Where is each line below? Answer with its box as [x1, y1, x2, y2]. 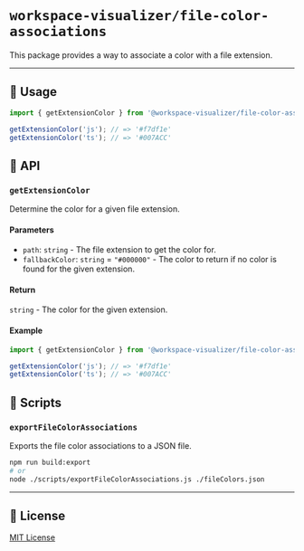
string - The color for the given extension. [9, 304, 168, 315]
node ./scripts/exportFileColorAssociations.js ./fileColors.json [9, 474, 265, 484]
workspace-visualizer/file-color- [9, 7, 270, 24]
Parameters [9, 224, 54, 235]
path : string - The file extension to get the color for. [22, 244, 217, 255]
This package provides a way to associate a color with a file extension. [9, 49, 273, 61]
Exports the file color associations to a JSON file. [9, 440, 192, 451]
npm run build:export [9, 458, 91, 467]
